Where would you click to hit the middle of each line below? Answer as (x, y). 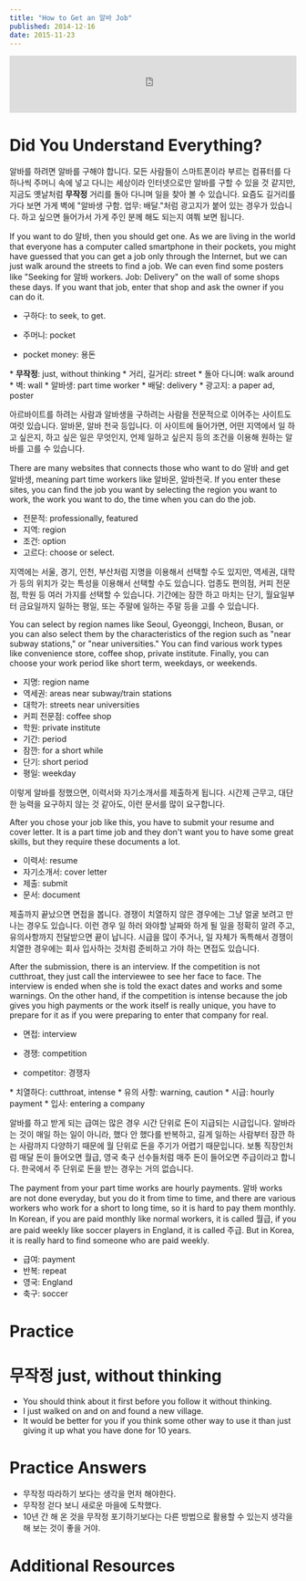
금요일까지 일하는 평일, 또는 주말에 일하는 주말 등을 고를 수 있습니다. (139, 606)
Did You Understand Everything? (136, 145)
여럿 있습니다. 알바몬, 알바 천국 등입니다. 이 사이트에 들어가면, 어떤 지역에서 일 (148, 426)
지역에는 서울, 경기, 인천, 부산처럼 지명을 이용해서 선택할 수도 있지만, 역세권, (144, 572)
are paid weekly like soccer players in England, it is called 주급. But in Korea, (152, 1230)
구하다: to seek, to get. (64, 316)
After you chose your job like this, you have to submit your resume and (142, 822)
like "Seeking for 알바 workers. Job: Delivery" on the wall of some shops (145, 277)
